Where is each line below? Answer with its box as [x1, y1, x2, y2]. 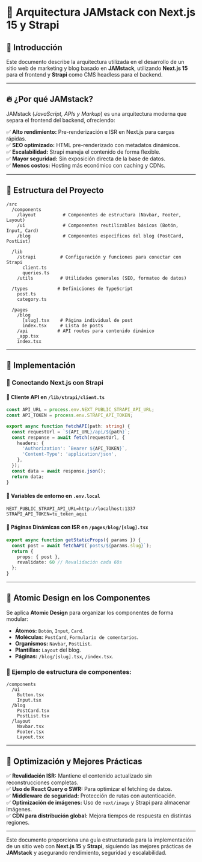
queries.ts [22, 269, 50, 276]
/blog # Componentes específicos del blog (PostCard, [17, 233, 185, 239]
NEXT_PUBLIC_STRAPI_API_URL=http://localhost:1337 [6, 506, 136, 512]
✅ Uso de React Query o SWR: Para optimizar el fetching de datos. [6, 785, 173, 792]
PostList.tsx [17, 713, 50, 719]
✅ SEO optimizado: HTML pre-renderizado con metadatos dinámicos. [6, 141, 180, 148]
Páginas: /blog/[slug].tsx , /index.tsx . [14, 652, 114, 659]
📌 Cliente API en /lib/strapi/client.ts [6, 393, 105, 400]
